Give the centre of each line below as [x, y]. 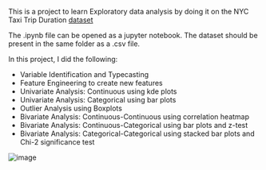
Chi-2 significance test [57, 142]
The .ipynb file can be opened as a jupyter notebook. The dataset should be [133, 35]
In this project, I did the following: [63, 59]
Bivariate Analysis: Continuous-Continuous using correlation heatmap [135, 117]
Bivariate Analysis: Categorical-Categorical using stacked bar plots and [137, 133]
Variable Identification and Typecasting [84, 74]
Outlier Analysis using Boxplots [71, 108]
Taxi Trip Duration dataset [51, 20]
